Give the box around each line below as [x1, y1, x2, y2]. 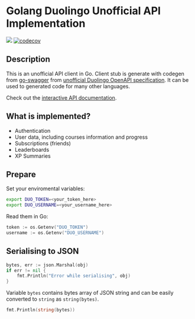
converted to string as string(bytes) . [6, 295, 99, 303]
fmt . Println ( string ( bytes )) [6, 307, 76, 313]
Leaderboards [14, 146, 50, 153]
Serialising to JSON [6, 246, 79, 256]
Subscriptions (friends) [14, 139, 71, 146]
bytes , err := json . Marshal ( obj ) [6, 262, 89, 268]
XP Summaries [14, 152, 51, 159]
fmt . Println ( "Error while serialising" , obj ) [17, 273, 131, 279]
